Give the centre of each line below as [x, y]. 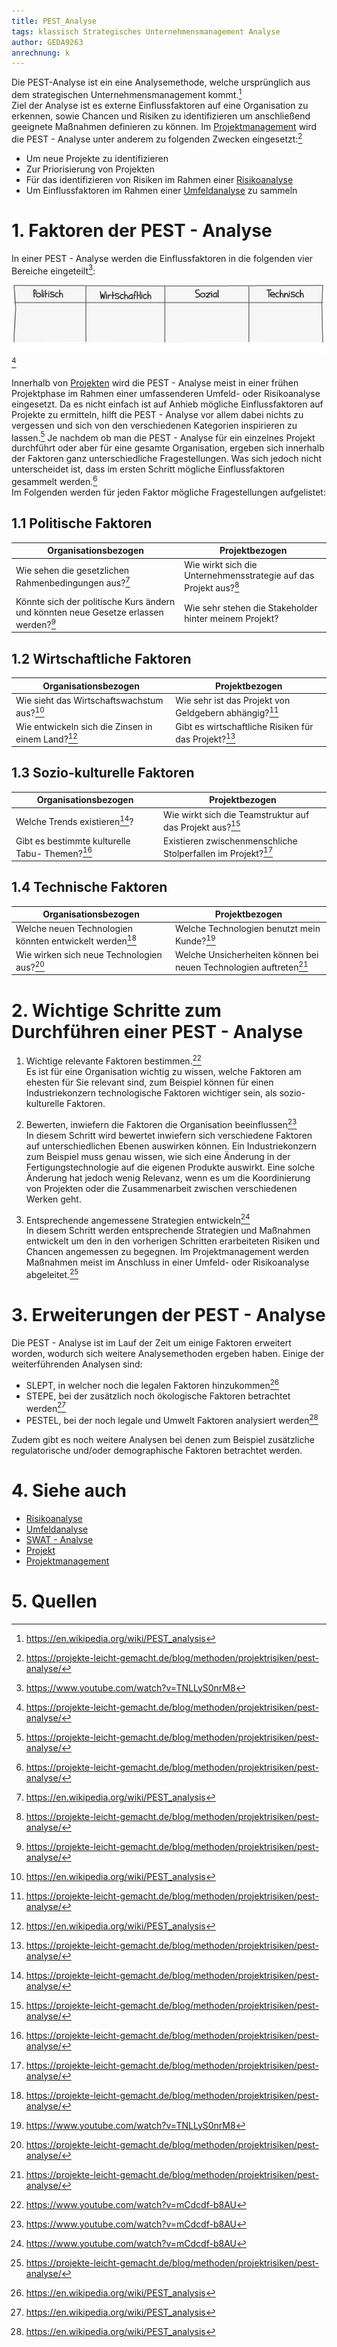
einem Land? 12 [46, 738]
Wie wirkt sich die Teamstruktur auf [236, 814]
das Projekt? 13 [205, 738]
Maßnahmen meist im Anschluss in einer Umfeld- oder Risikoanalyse [167, 1262]
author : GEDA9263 [47, 42]
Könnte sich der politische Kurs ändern [95, 602]
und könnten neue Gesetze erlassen [89, 612]
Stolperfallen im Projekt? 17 [218, 852]
